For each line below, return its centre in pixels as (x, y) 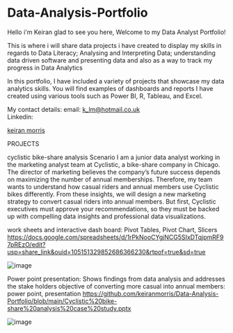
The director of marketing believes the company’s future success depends (114, 172)
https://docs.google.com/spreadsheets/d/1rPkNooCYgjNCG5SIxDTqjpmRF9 (115, 237)
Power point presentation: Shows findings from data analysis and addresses (116, 279)
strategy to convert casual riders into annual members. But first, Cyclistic (112, 201)
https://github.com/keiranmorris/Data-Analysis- (151, 293)
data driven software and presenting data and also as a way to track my (110, 60)
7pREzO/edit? (26, 244)
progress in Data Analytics (45, 67)
